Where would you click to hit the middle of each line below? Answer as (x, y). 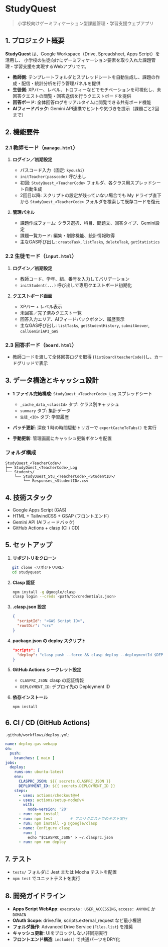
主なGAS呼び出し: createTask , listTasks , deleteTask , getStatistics (90, 242)
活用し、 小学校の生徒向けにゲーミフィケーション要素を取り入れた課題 (78, 60)
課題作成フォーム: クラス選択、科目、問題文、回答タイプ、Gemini (88, 223)
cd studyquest (27, 572)
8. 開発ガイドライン (36, 896)
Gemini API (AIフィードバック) (44, 522)
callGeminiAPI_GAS (39, 331)
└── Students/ (20, 472)
